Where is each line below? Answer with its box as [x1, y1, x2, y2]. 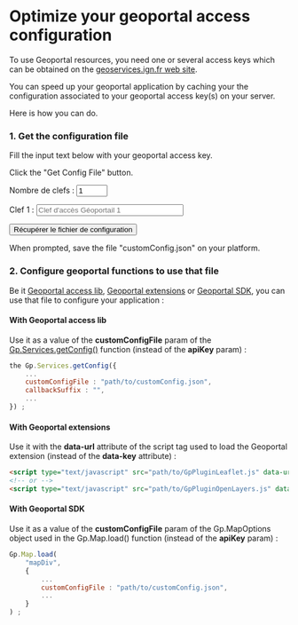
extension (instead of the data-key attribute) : [9, 451, 177, 462]
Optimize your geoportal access [9, 6, 251, 27]
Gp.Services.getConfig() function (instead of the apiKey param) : [9, 344, 247, 354]
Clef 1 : [9, 204, 35, 215]
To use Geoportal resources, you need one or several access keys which [9, 54, 275, 65]
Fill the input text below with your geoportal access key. [9, 150, 213, 161]
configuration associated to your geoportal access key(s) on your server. [9, 91, 276, 101]
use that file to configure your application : [9, 295, 164, 305]
